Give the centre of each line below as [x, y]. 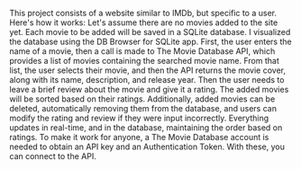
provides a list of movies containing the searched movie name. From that [144, 61]
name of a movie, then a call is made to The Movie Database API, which [142, 51]
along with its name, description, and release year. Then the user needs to [147, 80]
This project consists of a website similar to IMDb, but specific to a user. [143, 13]
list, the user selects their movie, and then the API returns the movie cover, [148, 70]
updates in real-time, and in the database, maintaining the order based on [146, 128]
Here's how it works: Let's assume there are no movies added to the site [144, 22]
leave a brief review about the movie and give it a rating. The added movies [149, 89]
